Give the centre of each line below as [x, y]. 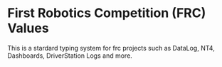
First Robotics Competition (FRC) [107, 13]
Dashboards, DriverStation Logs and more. [70, 56]
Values [28, 28]
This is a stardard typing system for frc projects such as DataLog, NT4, [111, 48]
